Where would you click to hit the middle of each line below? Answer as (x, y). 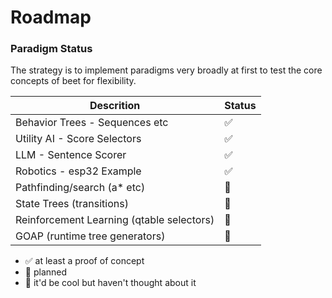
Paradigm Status (51, 49)
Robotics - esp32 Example (78, 171)
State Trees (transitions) (72, 204)
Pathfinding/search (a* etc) (80, 188)
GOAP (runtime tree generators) (90, 236)
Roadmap (51, 17)
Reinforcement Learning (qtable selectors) (115, 220)
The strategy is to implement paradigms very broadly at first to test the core (166, 70)
